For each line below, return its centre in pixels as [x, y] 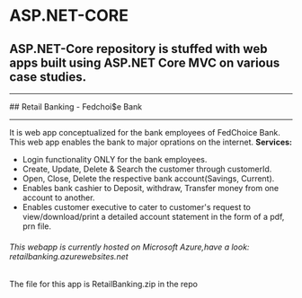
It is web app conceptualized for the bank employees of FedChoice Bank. [145, 132]
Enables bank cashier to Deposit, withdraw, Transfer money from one [151, 188]
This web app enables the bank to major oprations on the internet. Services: [151, 142]
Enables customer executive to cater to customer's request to [137, 207]
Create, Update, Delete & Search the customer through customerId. [147, 169]
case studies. [48, 77]
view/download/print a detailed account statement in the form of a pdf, [153, 217]
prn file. [37, 226]
